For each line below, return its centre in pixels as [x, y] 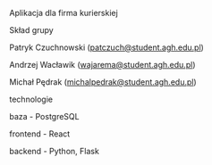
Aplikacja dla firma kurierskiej [64, 13]
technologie [31, 99]
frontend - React [40, 134]
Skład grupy [31, 30]
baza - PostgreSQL [44, 116]
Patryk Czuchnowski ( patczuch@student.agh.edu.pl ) [106, 47]
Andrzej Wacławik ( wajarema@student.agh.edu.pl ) [102, 65]
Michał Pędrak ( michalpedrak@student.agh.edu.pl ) [103, 82]
